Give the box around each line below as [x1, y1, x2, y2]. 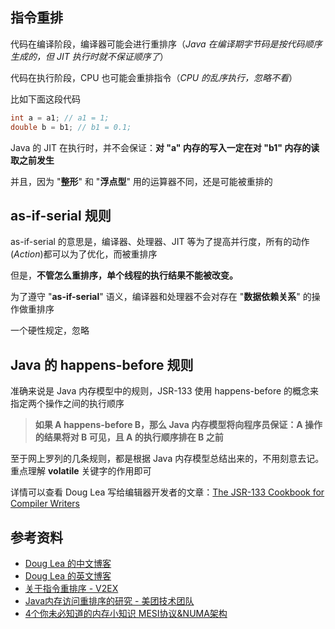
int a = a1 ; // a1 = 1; [10, 113, 110, 123]
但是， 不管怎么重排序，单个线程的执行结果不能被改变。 [10, 269, 238, 282]
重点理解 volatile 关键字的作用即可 [10, 465, 152, 477]
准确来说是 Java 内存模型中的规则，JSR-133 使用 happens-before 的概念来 [10, 385, 320, 397]
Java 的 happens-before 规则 [10, 356, 194, 373]
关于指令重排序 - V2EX [24, 583, 119, 594]
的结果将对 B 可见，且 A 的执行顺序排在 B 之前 [34, 431, 224, 443]
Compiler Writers [10, 498, 80, 510]
